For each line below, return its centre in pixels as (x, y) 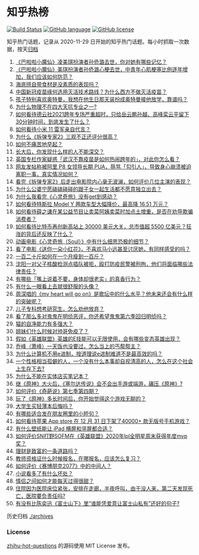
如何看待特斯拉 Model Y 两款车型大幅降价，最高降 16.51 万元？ (92, 204)
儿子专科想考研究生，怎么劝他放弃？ (60, 308)
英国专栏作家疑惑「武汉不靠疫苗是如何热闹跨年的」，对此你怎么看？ (98, 159)
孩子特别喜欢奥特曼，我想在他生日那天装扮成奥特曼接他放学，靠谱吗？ (102, 99)
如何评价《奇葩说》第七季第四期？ (57, 391)
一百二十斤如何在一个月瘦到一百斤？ (60, 256)
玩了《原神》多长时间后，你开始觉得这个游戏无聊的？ (81, 398)
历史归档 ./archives (30, 516)
